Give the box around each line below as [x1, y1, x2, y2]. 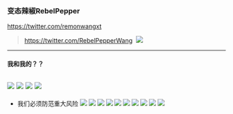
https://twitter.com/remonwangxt [7, 22, 102, 30]
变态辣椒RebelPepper [7, 6, 80, 15]
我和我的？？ [7, 59, 44, 68]
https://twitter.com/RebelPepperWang [24, 37, 133, 45]
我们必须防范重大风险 [17, 99, 78, 108]
